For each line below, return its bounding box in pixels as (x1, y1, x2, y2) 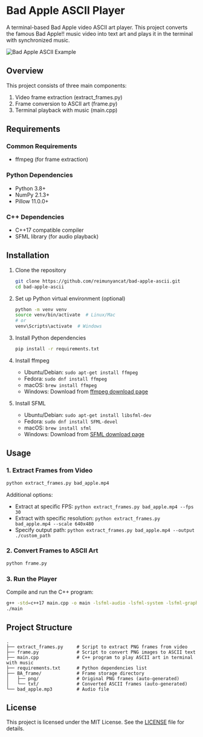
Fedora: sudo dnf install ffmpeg (24, 375, 108, 382)
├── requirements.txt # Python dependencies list (6, 665, 147, 671)
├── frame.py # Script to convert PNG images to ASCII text (6, 649, 196, 655)
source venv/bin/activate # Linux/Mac (14, 312, 116, 318)
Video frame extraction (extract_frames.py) (14, 93, 123, 100)
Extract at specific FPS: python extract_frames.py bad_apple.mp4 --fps (14, 503, 194, 510)
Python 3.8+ (14, 185, 47, 192)
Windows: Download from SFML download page (24, 430, 145, 437)
